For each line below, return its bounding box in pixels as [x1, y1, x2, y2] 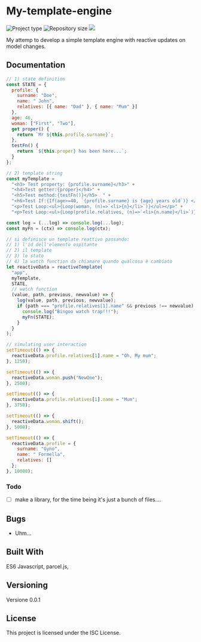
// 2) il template [6, 247, 52, 254]
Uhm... [14, 530, 32, 537]
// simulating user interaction [6, 342, 87, 348]
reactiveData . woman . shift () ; [11, 418, 84, 424]
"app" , [11, 269, 28, 276]
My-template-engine [6, 4, 112, 18]
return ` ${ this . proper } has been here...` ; [17, 148, 127, 154]
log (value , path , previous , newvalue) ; [17, 297, 117, 303]
